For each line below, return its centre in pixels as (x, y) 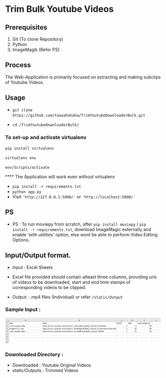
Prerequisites (26, 27)
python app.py (27, 192)
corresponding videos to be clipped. (49, 287)
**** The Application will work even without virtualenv (60, 177)
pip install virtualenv (30, 148)
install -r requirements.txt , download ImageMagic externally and (82, 229)
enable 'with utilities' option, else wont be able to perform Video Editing (85, 234)
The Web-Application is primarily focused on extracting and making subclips (83, 77)
